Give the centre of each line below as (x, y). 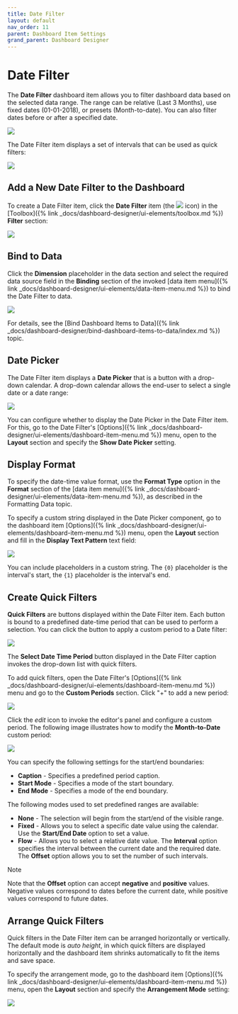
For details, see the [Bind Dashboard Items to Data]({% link (93, 323)
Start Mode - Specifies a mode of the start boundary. (96, 784)
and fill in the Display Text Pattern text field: (72, 540)
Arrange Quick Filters (56, 921)
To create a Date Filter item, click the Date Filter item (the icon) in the (113, 206)
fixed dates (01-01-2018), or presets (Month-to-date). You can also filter (112, 110)
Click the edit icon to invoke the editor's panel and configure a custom (110, 720)
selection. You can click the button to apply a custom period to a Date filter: (117, 630)
